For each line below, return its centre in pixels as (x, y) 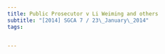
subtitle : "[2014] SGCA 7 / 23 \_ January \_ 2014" (78, 20)
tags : (15, 27)
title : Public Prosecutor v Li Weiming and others (83, 14)
